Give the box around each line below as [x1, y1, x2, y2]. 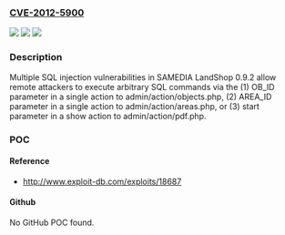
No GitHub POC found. [9, 217, 95, 228]
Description [9, 51, 63, 64]
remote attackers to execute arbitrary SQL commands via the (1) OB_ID [9, 81, 275, 92]
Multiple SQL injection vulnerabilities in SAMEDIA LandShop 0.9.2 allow [9, 71, 277, 83]
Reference [9, 156, 50, 167]
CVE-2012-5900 [9, 6, 85, 19]
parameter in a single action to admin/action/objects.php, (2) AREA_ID [9, 91, 272, 102]
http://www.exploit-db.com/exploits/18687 [22, 176, 182, 187]
